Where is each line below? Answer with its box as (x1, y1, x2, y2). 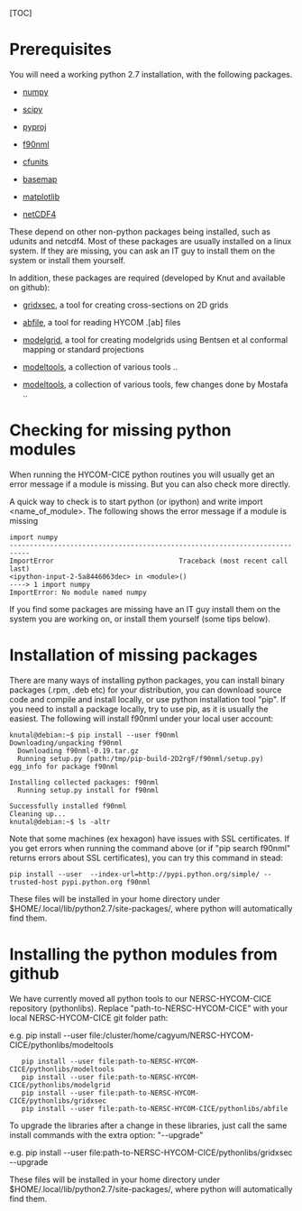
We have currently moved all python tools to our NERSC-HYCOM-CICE (9, 993, 272, 1004)
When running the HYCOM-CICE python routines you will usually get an (9, 469, 275, 480)
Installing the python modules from (9, 944, 278, 964)
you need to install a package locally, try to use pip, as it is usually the (9, 703, 269, 714)
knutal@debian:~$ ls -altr (9, 817, 111, 826)
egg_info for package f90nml (9, 762, 119, 771)
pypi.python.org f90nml (61, 877, 151, 886)
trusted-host (9, 877, 59, 886)
